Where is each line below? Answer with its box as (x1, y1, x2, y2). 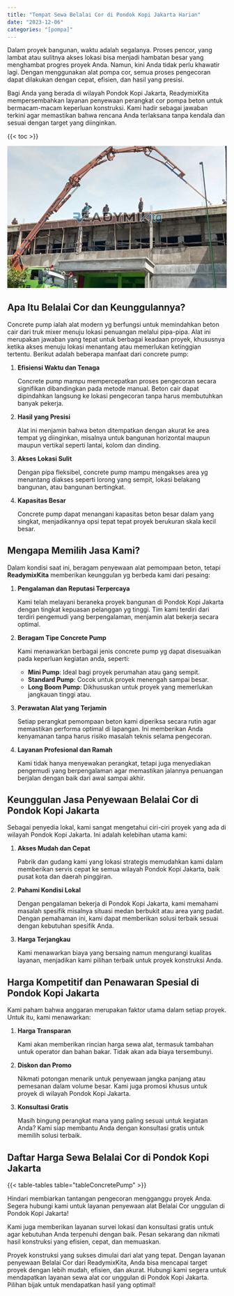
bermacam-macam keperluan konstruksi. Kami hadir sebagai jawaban (7, 104, 208, 112)
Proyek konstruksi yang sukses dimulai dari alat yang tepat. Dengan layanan (7, 1251, 226, 1260)
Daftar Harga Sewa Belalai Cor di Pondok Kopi (7, 1151, 210, 1164)
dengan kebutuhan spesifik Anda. (17, 922, 114, 930)
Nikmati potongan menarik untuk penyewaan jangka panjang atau (17, 1074, 206, 1083)
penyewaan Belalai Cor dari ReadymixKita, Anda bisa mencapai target (7, 1258, 208, 1267)
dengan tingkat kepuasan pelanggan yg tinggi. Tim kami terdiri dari (17, 605, 210, 613)
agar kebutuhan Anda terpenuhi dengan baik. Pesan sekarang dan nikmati (7, 1230, 220, 1239)
